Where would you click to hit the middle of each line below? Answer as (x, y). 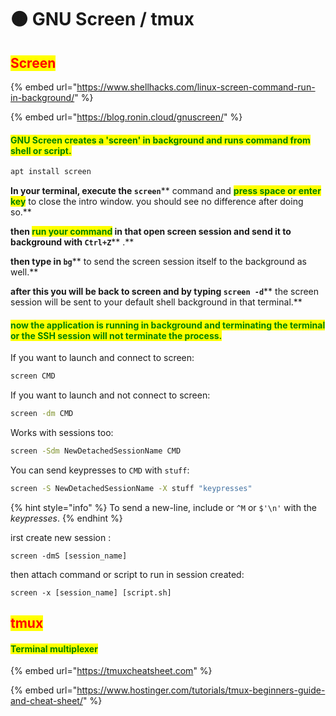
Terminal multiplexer (54, 648)
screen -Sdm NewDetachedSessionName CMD (96, 451)
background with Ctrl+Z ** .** (72, 242)
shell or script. (41, 150)
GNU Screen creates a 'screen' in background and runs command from (160, 140)
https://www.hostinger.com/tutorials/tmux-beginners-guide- (201, 690)
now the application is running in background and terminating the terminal (168, 325)
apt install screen (51, 172)
